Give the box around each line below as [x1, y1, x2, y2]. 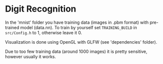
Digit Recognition [5, 3, 76, 15]
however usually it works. [5, 53, 56, 59]
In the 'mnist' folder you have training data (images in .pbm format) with [5, 19, 149, 25]
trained [5, 24, 19, 30]
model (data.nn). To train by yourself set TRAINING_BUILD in [20, 24, 137, 30]
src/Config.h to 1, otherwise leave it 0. [5, 30, 82, 35]
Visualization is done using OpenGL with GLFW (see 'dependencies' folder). [5, 39, 157, 45]
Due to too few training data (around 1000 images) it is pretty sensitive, [5, 48, 147, 54]
